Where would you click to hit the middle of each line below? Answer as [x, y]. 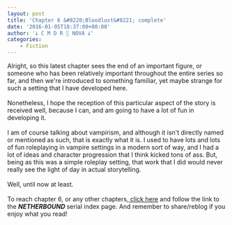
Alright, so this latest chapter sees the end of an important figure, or [105, 66]
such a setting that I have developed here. [68, 88]
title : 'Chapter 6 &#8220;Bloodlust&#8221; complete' [87, 20]
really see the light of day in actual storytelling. [74, 169]
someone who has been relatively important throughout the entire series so [115, 73]
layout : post [26, 14]
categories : [24, 40]
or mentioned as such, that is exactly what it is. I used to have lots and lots [114, 140]
